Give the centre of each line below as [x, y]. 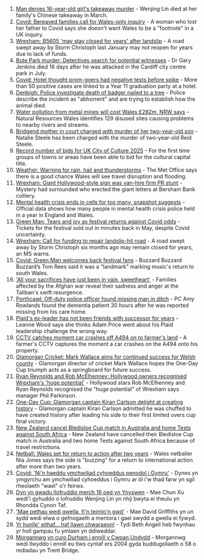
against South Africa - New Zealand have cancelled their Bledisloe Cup [104, 434]
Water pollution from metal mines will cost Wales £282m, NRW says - [102, 112]
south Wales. [32, 273]
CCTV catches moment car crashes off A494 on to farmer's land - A [101, 337]
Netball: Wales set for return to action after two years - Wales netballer [104, 454]
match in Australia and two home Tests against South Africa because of [105, 440]
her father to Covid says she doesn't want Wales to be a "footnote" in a [104, 28]
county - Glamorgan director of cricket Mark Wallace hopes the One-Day [107, 363]
